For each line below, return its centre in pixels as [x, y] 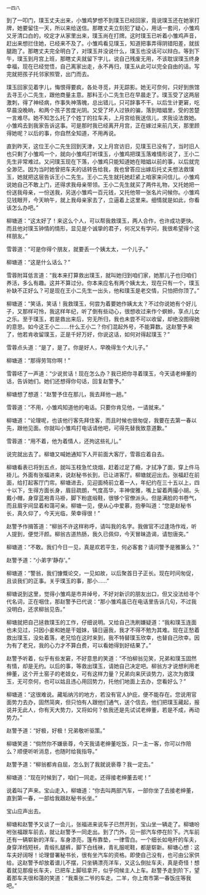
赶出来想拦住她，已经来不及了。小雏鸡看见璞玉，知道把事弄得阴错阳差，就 [100, 43]
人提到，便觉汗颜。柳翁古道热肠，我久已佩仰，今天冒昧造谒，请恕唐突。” [97, 534]
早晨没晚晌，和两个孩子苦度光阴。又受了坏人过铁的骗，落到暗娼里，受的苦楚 [103, 110]
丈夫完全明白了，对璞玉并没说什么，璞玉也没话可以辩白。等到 [116, 51]
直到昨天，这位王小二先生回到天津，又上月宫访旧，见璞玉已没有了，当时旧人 [103, 146]
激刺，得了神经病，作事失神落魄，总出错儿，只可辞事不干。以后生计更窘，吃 [103, 102]
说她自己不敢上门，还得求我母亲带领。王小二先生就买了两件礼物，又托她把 [100, 185]
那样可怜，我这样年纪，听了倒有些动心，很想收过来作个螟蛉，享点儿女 [111, 311]
